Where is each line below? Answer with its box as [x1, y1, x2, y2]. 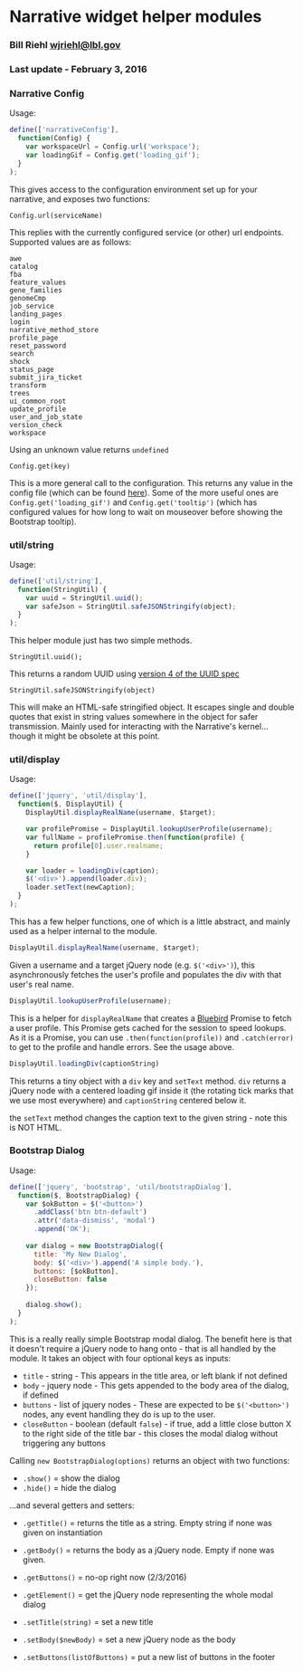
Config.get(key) [9, 462, 71, 471]
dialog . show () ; [25, 1301, 83, 1310]
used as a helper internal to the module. [9, 925, 158, 936]
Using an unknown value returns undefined [9, 444, 169, 454]
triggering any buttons [22, 1437, 106, 1448]
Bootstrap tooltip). [9, 516, 77, 527]
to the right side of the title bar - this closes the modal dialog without [22, 1428, 279, 1438]
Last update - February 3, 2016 [9, 63, 147, 76]
